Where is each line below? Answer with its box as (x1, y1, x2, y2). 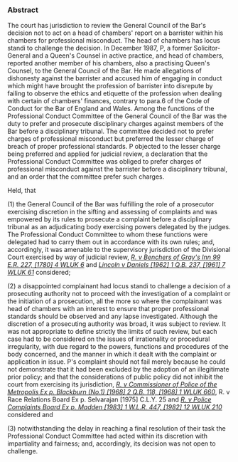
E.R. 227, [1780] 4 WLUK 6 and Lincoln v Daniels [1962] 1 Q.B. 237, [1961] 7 (7, 261, 226, 269)
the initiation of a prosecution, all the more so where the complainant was (7, 297, 222, 305)
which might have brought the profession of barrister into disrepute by (7, 82, 213, 90)
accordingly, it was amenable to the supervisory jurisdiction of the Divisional (7, 246, 231, 254)
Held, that (7, 187, 36, 195)
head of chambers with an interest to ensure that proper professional (7, 305, 210, 313)
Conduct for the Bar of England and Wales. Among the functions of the (7, 105, 215, 113)
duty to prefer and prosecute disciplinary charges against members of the (7, 120, 224, 128)
